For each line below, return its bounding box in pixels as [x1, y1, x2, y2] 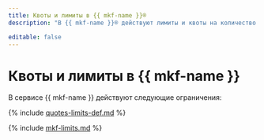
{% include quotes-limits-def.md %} [8, 108, 126, 118]
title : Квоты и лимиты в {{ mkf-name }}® [8, 11, 147, 20]
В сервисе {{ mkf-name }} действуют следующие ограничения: [8, 93, 222, 102]
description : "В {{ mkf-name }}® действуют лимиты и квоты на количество [8, 19, 257, 27]
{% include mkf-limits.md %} [8, 123, 103, 133]
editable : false [8, 33, 62, 41]
